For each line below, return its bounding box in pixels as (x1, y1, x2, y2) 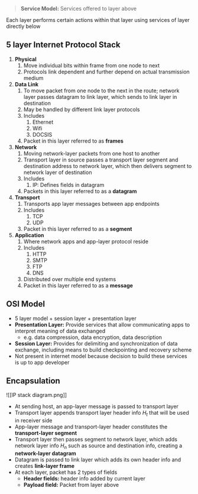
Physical (14, 56, 37, 63)
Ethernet (32, 118, 54, 125)
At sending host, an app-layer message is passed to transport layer (14, 403, 179, 410)
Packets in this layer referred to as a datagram (23, 188, 137, 195)
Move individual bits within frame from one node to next (23, 62, 160, 69)
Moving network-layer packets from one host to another (23, 150, 160, 157)
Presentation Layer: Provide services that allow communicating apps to (14, 321, 190, 328)
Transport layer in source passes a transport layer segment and (23, 156, 178, 163)
